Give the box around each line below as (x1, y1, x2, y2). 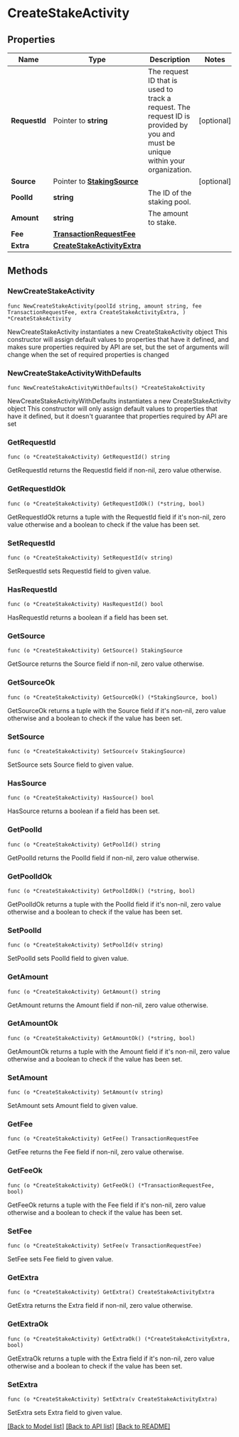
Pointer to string (53, 116, 108, 126)
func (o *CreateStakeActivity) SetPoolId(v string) (7, 942, 164, 949)
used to (148, 84, 174, 94)
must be (148, 138, 176, 148)
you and (148, 129, 176, 138)
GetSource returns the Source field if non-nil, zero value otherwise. (7, 660, 205, 668)
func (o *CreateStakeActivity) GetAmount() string (7, 988, 161, 995)
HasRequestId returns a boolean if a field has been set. (7, 613, 169, 622)
